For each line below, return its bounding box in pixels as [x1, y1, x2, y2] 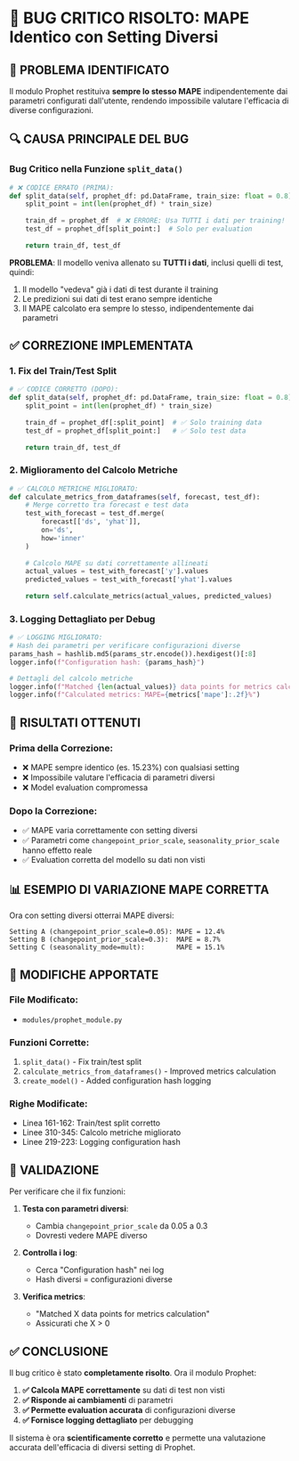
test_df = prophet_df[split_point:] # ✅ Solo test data [25, 426, 246, 435]
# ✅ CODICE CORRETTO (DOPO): [9, 385, 119, 394]
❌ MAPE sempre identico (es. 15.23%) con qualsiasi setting [21, 762, 240, 773]
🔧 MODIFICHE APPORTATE [9, 967, 159, 982]
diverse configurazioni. [9, 105, 93, 115]
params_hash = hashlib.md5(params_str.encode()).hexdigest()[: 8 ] [9, 649, 256, 658]
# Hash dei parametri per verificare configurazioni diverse [9, 641, 241, 651]
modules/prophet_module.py [21, 1015, 123, 1025]
